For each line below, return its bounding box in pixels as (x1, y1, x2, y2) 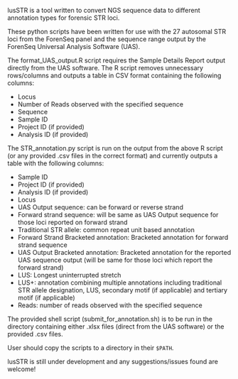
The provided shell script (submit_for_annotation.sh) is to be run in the (7, 315, 213, 323)
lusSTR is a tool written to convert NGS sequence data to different (7, 6, 200, 14)
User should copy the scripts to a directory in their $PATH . (7, 344, 174, 352)
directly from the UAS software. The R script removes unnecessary (7, 64, 204, 72)
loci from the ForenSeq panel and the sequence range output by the (7, 35, 206, 43)
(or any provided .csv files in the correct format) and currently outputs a (7, 152, 218, 160)
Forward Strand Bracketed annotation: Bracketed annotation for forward (17, 234, 229, 241)
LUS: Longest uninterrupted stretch (17, 271, 121, 279)
